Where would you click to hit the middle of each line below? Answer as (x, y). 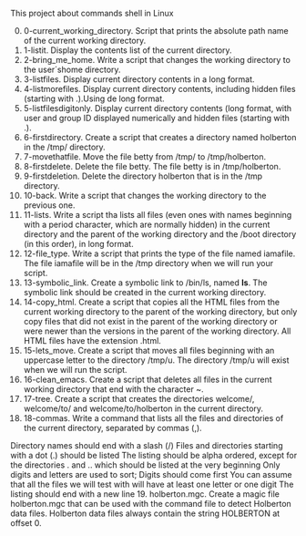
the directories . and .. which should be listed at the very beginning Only (145, 465)
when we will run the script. (75, 370)
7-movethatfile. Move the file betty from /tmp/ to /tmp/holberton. (145, 157)
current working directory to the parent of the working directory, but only (160, 312)
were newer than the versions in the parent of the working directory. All (157, 331)
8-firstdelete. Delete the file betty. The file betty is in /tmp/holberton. (152, 166)
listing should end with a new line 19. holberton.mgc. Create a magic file (145, 494)
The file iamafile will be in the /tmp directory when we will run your (148, 263)
